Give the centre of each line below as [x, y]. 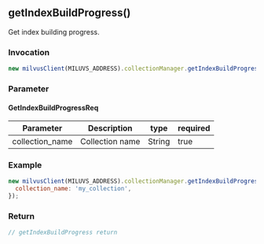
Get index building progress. [54, 31]
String [159, 142]
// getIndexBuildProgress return [63, 233]
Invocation [29, 52]
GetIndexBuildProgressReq [53, 107]
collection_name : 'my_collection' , [73, 189]
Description [110, 128]
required [194, 128]
